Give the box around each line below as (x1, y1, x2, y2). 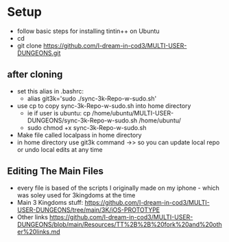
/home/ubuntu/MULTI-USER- (92, 109, 174, 117)
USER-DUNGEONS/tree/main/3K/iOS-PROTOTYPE (16, 206, 160, 214)
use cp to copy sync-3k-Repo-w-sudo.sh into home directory (16, 101, 191, 110)
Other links (16, 212, 48, 221)
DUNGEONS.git (16, 49, 61, 57)
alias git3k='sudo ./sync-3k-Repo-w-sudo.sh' (27, 94, 157, 102)
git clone (16, 41, 43, 49)
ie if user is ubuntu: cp (27, 109, 91, 117)
